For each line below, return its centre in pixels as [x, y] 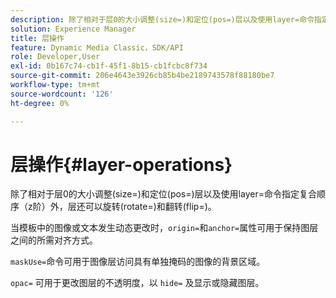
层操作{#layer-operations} [121, 164]
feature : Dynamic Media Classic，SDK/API [97, 47]
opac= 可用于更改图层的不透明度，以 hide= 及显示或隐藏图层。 [137, 283]
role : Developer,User [55, 57]
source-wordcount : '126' [62, 94]
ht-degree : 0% [40, 103]
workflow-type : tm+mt [55, 85]
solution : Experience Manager [73, 29]
